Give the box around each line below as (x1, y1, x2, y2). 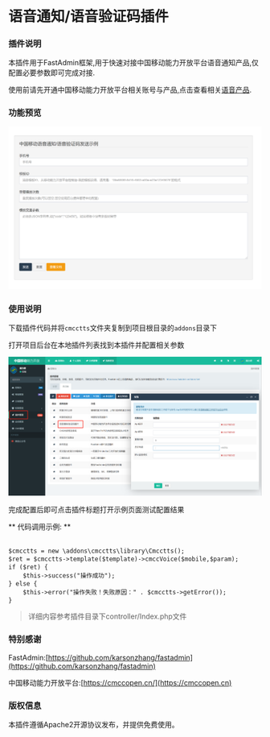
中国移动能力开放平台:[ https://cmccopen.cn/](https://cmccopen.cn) (8, 677, 232, 687)
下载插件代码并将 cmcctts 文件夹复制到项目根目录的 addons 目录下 (8, 323, 218, 333)
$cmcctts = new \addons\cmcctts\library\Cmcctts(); (8, 547, 185, 556)
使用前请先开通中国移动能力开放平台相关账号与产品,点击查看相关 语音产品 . (8, 85, 252, 95)
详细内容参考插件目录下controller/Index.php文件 (27, 611, 187, 621)
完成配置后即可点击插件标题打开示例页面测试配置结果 (8, 505, 185, 515)
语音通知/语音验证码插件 (8, 7, 169, 26)
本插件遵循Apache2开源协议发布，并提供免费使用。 (8, 719, 179, 729)
